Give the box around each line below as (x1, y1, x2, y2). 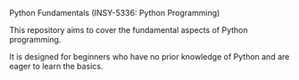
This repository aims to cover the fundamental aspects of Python (9, 25, 248, 35)
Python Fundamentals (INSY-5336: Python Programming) (9, 8, 220, 18)
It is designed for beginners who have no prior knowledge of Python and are (9, 52, 290, 61)
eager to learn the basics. (9, 61, 104, 71)
